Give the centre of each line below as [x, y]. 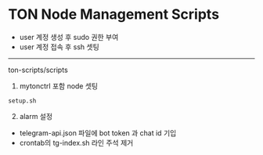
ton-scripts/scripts [38, 70]
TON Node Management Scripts [114, 14]
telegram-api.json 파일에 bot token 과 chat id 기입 [98, 133]
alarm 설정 [36, 116]
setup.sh [22, 101]
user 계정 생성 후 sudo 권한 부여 [69, 37]
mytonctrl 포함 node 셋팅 [59, 86]
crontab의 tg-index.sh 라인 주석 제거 [76, 142]
